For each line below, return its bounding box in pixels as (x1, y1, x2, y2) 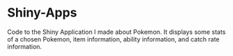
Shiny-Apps (7, 5, 78, 21)
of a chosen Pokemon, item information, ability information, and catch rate (7, 35, 220, 43)
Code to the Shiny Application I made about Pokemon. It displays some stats (7, 28, 226, 36)
